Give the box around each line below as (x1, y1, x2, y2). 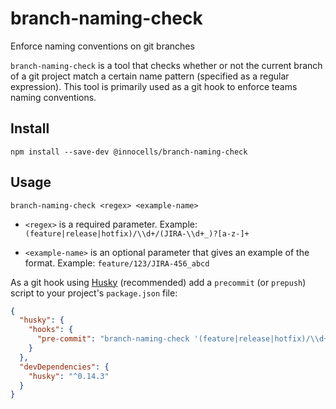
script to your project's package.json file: (10, 287, 178, 299)
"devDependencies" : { (19, 362, 110, 372)
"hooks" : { (28, 325, 74, 335)
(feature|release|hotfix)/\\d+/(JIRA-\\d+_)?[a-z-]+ (24, 228, 250, 239)
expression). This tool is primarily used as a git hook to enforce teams (10, 80, 298, 92)
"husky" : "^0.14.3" (28, 371, 110, 381)
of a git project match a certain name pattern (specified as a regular (10, 70, 290, 82)
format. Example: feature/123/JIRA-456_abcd (24, 257, 210, 269)
